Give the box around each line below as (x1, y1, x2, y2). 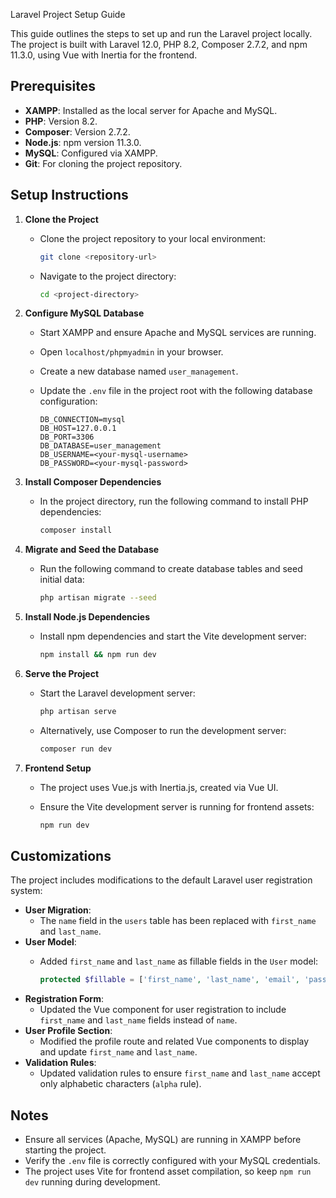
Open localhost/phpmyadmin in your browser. (39, 346, 224, 358)
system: (10, 885, 43, 897)
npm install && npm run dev (39, 650, 157, 660)
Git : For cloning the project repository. (24, 157, 183, 169)
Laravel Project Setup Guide (10, 9, 126, 20)
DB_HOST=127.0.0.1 (39, 424, 117, 434)
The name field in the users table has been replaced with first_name (39, 915, 317, 927)
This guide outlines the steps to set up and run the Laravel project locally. (10, 28, 313, 39)
